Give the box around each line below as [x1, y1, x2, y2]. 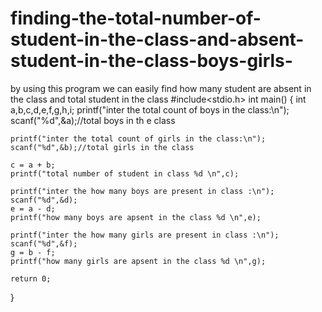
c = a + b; [10, 160, 56, 170]
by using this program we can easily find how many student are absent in [10, 82, 312, 94]
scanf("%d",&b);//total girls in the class [10, 142, 195, 152]
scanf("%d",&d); [10, 195, 78, 205]
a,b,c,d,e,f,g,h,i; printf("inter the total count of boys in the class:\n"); [10, 103, 290, 116]
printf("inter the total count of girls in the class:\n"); [10, 133, 267, 144]
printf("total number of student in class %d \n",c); [10, 168, 240, 179]
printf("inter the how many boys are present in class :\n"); [10, 186, 275, 196]
